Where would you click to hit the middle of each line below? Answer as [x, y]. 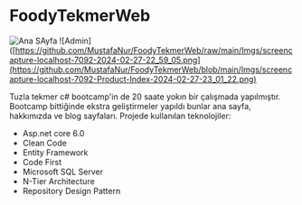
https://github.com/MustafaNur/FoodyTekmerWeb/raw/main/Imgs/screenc [154, 50]
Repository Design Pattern [71, 191]
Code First [42, 162]
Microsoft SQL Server [63, 172]
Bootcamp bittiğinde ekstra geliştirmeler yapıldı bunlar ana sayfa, [130, 106]
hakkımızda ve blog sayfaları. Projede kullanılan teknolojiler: [120, 116]
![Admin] [75, 41]
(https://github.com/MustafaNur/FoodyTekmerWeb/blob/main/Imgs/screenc [151, 70]
